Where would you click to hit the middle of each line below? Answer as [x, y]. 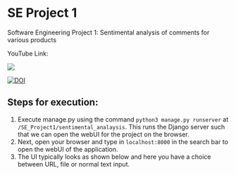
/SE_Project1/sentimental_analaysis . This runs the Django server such [121, 127]
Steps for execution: [53, 102]
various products [32, 39]
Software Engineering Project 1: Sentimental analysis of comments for [108, 32]
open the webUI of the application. [68, 149]
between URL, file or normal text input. [74, 164]
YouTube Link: [28, 53]
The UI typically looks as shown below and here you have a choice [114, 157]
